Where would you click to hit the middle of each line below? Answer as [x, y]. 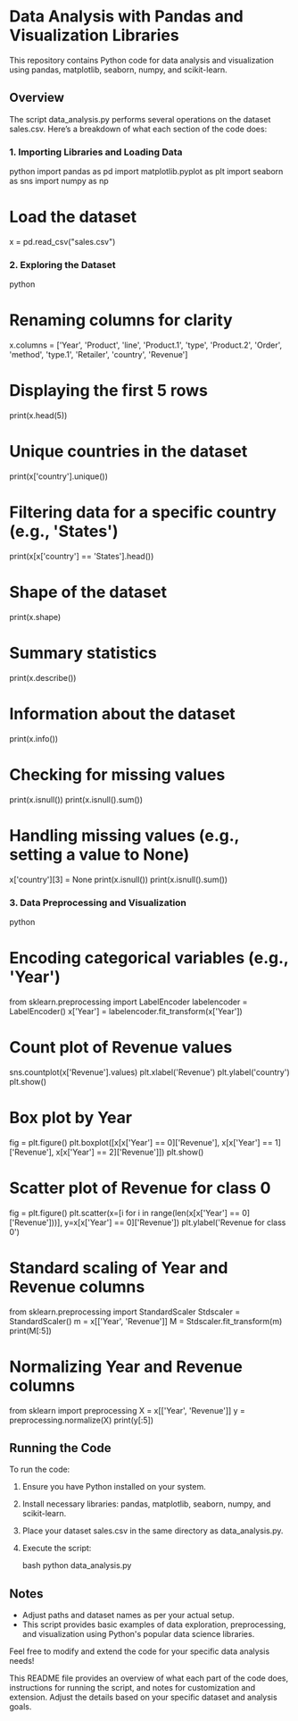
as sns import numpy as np [59, 181]
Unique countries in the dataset [128, 452]
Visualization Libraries [95, 35]
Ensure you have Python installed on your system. [114, 1487]
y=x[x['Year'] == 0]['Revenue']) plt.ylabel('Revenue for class [175, 1222]
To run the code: [40, 1469]
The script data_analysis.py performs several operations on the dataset [140, 119]
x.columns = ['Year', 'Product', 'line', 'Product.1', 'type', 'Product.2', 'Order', [146, 345]
